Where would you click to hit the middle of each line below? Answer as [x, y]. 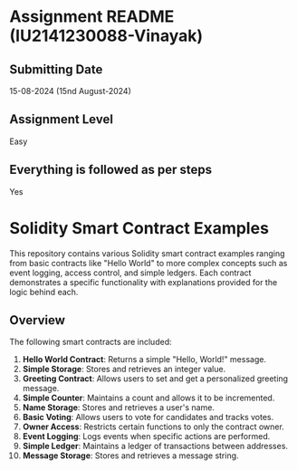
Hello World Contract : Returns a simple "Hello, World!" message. [144, 360]
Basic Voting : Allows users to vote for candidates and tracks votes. [148, 417]
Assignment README [92, 17]
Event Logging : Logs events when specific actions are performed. [146, 436]
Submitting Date [56, 69]
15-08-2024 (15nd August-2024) [70, 91]
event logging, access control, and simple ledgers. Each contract [130, 273]
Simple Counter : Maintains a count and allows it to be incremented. [148, 398]
